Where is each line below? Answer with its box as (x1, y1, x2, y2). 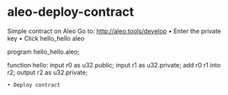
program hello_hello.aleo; (7, 47, 80, 56)
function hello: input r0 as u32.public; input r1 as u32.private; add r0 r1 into (7, 61, 221, 69)
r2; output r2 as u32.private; (7, 68, 88, 76)
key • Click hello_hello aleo (7, 34, 85, 42)
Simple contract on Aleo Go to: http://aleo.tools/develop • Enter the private (7, 27, 221, 35)
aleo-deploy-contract (7, 4, 134, 20)
